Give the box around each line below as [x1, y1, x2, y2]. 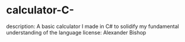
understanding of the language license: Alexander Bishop [6, 29, 146, 36]
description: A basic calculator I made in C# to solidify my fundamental [6, 23, 179, 30]
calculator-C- [6, 3, 74, 17]
